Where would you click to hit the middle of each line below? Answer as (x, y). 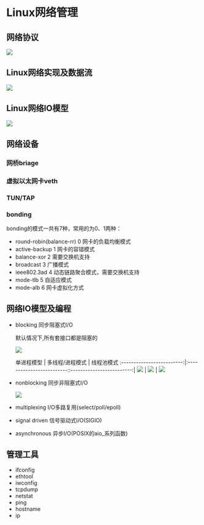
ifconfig (25, 470)
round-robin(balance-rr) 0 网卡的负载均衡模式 (73, 242)
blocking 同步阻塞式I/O (44, 325)
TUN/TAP (21, 198)
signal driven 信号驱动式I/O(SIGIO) (59, 420)
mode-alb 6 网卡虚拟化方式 (50, 288)
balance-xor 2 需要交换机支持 (52, 257)
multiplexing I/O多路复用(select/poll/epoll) (68, 407)
